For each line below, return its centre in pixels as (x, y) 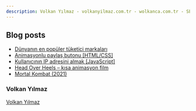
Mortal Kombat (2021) (41, 74)
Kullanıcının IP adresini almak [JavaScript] (65, 61)
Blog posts (26, 35)
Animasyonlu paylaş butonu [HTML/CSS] (64, 56)
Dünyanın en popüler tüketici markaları (61, 49)
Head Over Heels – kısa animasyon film (62, 68)
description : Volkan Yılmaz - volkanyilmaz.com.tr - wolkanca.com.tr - (95, 11)
